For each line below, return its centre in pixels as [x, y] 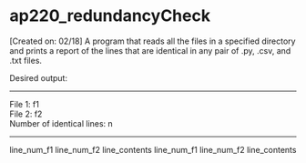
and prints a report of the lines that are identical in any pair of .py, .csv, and [150, 50]
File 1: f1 [24, 104]
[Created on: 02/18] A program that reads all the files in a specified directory [153, 41]
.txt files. [26, 60]
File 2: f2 [26, 114]
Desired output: [39, 77]
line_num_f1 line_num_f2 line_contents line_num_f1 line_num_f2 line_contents [153, 149]
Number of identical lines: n [61, 123]
